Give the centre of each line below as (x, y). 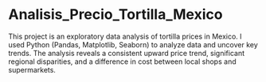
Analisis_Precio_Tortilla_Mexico (115, 15)
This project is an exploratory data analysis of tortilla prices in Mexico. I (125, 36)
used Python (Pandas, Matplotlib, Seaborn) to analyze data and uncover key (133, 44)
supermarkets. (32, 69)
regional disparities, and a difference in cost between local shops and (122, 61)
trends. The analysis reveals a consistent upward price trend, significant (127, 53)
